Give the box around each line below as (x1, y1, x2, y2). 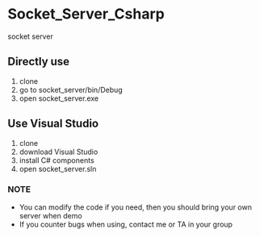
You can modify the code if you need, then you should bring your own (19, 202, 252, 212)
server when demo (19, 210, 82, 220)
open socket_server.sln (19, 164, 97, 173)
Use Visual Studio (7, 117, 99, 131)
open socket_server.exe (19, 94, 99, 103)
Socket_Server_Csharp (7, 5, 165, 23)
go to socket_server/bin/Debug (19, 85, 123, 94)
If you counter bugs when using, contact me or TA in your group (19, 219, 233, 229)
